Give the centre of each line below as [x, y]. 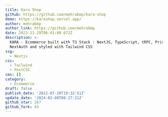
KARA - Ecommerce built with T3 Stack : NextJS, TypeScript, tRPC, [81, 42]
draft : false [19, 88]
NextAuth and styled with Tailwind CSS [51, 47]
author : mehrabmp [23, 24]
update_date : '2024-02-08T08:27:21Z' [44, 98]
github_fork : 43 [22, 107]
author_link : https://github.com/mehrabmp [50, 28]
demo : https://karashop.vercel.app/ [43, 19]
